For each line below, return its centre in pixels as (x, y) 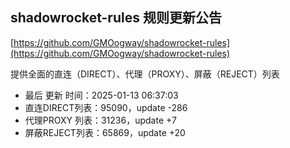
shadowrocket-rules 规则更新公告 (116, 18)
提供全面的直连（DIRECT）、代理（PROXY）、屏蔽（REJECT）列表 (145, 74)
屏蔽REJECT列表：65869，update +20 (105, 132)
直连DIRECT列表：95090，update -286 (106, 107)
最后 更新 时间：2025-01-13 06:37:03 (101, 95)
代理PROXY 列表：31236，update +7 (100, 120)
